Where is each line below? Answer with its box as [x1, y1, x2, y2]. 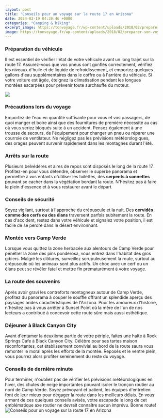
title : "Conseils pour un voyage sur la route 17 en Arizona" [5, 12, 133, 16]
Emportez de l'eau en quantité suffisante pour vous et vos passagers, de [5, 114, 150, 120]
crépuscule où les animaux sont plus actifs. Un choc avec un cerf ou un [5, 261, 148, 267]
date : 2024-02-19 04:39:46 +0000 [5, 16, 73, 21]
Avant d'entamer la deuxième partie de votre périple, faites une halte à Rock [5, 333, 157, 339]
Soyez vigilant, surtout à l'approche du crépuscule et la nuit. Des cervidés [5, 207, 154, 213]
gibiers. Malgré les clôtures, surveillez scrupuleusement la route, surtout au [5, 256, 156, 262]
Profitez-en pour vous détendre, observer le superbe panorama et [5, 168, 137, 174]
